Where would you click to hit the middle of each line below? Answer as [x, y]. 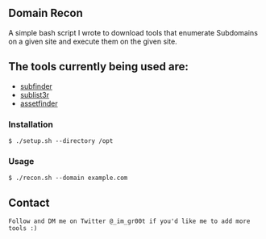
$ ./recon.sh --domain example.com [68, 178]
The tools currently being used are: [99, 67]
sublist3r [35, 94]
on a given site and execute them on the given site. [93, 41]
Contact [29, 202]
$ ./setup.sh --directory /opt [61, 140]
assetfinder [39, 103]
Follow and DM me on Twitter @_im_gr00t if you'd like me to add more [129, 221]
